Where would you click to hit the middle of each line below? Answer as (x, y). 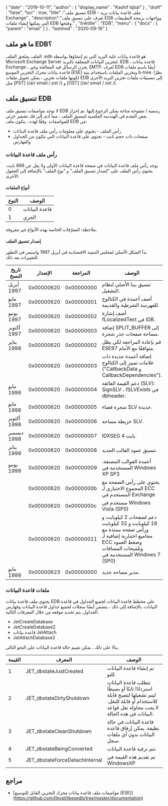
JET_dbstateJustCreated (55, 671)
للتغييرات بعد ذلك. (22, 258)
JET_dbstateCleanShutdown (59, 731)
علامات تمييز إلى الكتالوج (128, 363)
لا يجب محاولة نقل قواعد (133, 707)
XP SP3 (111, 474)
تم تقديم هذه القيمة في (131, 756)
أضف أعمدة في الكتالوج (127, 299)
